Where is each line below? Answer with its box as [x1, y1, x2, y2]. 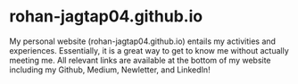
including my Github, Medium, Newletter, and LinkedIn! [9, 64, 211, 75]
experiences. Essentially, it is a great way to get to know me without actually [9, 45, 290, 55]
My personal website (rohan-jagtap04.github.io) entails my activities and [9, 36, 277, 46]
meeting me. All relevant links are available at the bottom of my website [9, 55, 271, 65]
